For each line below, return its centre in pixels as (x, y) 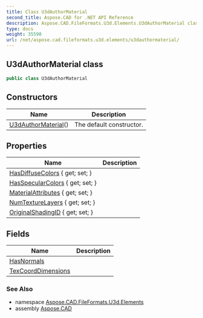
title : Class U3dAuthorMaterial (47, 12)
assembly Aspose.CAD (43, 308)
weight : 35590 (24, 34)
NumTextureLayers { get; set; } (52, 203)
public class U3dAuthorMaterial (47, 78)
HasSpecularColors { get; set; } (53, 183)
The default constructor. (109, 125)
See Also (20, 289)
